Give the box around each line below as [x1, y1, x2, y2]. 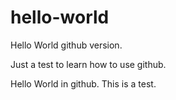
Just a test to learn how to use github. [10, 58, 167, 70]
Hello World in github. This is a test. [10, 77, 157, 90]
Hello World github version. [10, 39, 123, 51]
